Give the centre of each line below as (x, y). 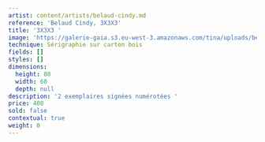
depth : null (35, 89)
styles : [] (26, 60)
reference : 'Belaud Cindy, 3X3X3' (65, 23)
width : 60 (31, 81)
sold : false (28, 111)
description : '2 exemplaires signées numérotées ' (93, 96)
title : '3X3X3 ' (35, 30)
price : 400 (26, 103)
